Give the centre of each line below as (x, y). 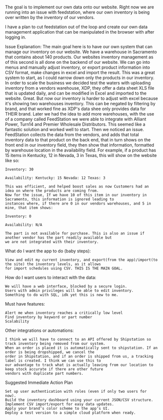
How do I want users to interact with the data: (51, 277)
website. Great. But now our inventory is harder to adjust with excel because (81, 98)
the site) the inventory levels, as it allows (53, 264)
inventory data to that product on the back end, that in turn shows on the (78, 140)
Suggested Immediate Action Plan (39, 382)
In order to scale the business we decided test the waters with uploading (78, 83)
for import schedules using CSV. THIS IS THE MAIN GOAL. (64, 268)
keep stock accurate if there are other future (54, 369)
